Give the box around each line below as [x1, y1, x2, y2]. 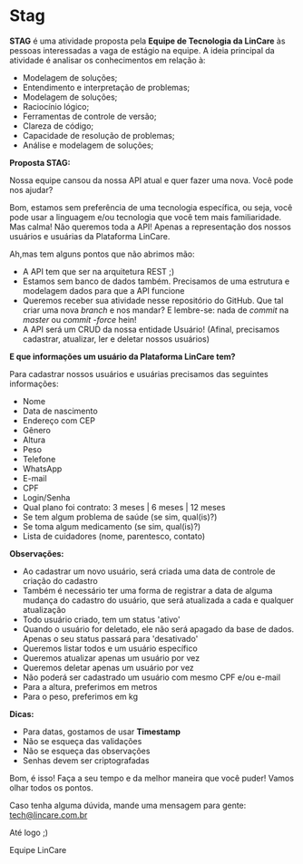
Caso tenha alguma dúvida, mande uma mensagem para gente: [9, 800, 247, 811]
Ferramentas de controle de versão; [22, 111, 157, 121]
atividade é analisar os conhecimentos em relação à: [9, 54, 206, 65]
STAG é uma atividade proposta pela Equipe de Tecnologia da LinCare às [9, 35, 286, 46]
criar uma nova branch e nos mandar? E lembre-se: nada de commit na [22, 305, 289, 316]
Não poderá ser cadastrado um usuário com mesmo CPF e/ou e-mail [22, 672, 281, 683]
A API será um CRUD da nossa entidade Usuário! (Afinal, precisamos [22, 324, 280, 335]
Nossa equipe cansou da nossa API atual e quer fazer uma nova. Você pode [9, 174, 294, 186]
